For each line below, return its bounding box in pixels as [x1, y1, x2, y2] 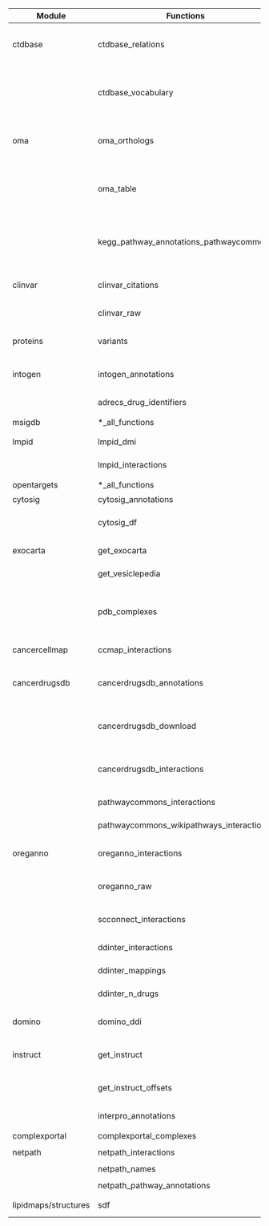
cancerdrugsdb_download [97, 721, 197, 731]
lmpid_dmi [97, 436, 137, 447]
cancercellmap [12, 645, 68, 655]
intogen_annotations [97, 369, 175, 379]
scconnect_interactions [97, 914, 187, 925]
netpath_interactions [97, 1147, 175, 1158]
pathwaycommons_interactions [97, 797, 216, 807]
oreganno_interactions [97, 848, 183, 859]
